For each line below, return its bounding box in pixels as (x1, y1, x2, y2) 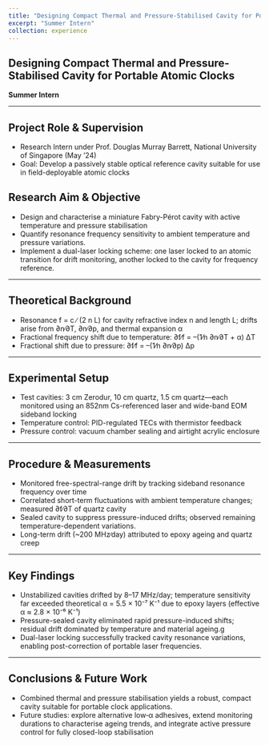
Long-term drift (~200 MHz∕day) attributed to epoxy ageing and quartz (19, 530, 253, 539)
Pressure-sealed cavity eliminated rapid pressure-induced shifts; (19, 616, 235, 626)
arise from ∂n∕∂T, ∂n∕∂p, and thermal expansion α (19, 324, 183, 333)
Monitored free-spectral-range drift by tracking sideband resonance (19, 478, 246, 489)
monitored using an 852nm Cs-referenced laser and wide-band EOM (19, 401, 247, 411)
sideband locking (19, 409, 78, 419)
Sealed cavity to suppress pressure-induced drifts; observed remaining (19, 513, 256, 522)
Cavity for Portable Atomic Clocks (61, 69, 235, 83)
